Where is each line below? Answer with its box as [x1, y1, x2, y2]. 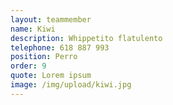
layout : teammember [10, 14, 92, 25]
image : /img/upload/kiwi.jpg [10, 80, 132, 90]
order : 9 [10, 61, 47, 71]
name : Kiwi [10, 24, 56, 34]
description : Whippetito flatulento [10, 33, 163, 43]
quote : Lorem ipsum [10, 71, 92, 81]
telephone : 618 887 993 [10, 42, 110, 53]
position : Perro [10, 52, 78, 62]
